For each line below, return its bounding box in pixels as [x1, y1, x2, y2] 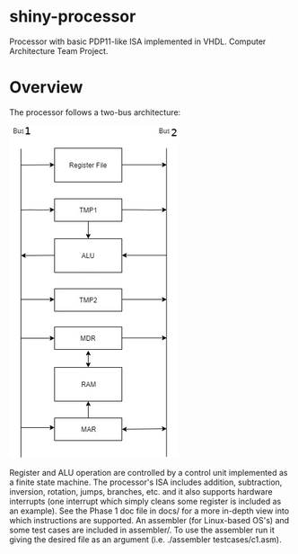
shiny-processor [9, 6, 136, 27]
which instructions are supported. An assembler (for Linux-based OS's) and [9, 514, 290, 525]
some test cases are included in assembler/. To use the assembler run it [9, 524, 276, 535]
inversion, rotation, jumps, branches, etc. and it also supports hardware [9, 486, 273, 496]
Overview [9, 77, 83, 98]
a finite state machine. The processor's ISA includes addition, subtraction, [9, 477, 283, 487]
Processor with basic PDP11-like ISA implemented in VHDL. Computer [9, 36, 267, 47]
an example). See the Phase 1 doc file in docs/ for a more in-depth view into [9, 505, 290, 516]
